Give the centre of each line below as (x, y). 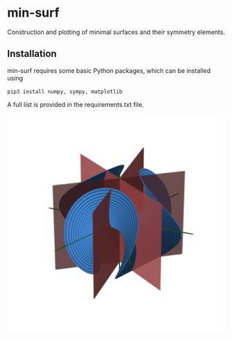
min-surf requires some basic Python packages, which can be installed (109, 70)
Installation (32, 54)
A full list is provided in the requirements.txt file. (76, 104)
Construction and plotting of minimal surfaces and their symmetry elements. (116, 32)
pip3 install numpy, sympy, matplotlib (65, 92)
